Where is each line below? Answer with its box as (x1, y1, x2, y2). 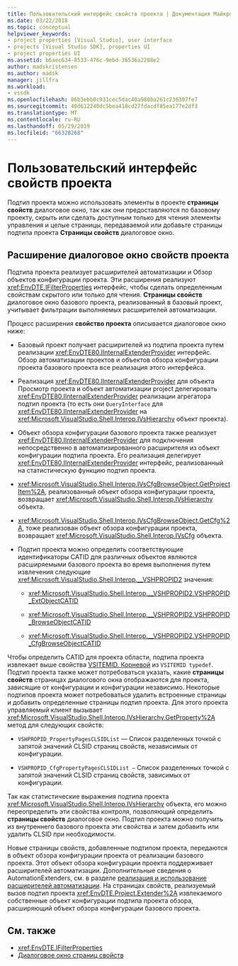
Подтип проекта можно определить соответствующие (17, 545, 184, 554)
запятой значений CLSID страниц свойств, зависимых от (17, 771, 191, 779)
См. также (7, 924, 57, 937)
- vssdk (7, 89, 30, 97)
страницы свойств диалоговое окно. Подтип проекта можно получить (7, 815, 223, 823)
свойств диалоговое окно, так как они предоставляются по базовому (7, 206, 220, 214)
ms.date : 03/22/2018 (7, 17, 69, 24)
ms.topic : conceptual (7, 23, 72, 31)
